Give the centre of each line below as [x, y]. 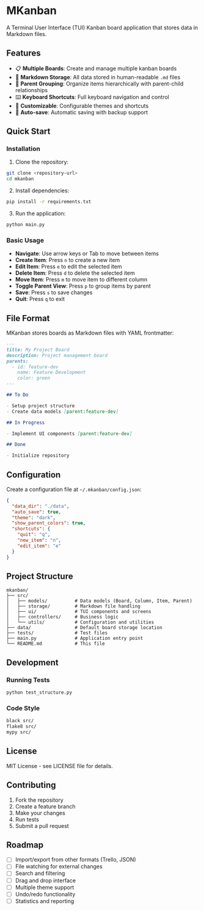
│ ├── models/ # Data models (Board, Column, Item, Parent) [99, 601]
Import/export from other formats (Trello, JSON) [75, 860]
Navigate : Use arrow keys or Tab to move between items [87, 253]
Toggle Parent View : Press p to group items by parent [83, 286]
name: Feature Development [52, 372]
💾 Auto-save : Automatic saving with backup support [82, 112]
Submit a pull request [42, 826]
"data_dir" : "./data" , [41, 506]
